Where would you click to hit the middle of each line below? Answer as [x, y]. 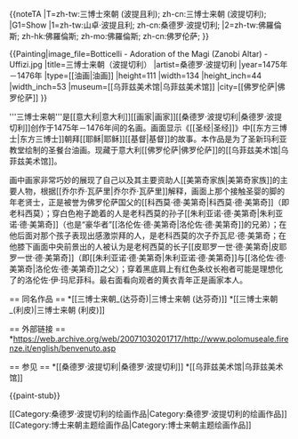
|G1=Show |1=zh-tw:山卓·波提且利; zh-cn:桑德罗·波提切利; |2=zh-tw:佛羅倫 [145, 25]
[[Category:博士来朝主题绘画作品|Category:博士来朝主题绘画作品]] [130, 425]
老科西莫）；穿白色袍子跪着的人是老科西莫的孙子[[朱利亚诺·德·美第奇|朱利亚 [146, 213]
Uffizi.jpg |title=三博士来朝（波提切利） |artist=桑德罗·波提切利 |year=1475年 [149, 64]
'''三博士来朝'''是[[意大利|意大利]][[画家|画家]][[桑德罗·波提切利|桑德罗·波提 [146, 116]
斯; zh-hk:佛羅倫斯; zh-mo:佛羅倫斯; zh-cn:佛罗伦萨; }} [109, 36]
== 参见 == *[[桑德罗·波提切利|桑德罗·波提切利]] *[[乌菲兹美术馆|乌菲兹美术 [146, 367]
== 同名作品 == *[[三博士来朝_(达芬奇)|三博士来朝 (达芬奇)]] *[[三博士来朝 [144, 299]
